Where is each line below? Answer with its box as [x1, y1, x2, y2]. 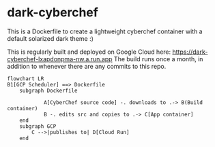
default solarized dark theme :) [7, 34, 94, 42]
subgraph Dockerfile [19, 87, 78, 94]
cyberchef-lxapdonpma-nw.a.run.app [7, 54, 113, 63]
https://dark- [172, 48, 208, 56]
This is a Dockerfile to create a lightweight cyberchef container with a [7, 27, 203, 35]
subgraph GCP [19, 122, 57, 130]
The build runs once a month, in [113, 54, 203, 63]
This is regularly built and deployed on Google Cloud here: [7, 48, 171, 56]
